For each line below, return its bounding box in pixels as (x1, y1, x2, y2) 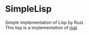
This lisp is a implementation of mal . (5, 24, 78, 30)
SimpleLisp (5, 3, 52, 15)
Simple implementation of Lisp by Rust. (5, 19, 85, 25)
